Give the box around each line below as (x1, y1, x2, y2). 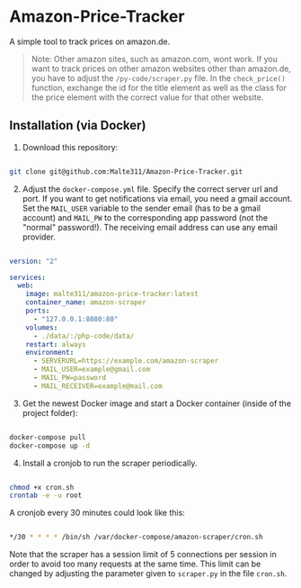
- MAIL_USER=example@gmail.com (32, 365, 151, 375)
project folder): (22, 407, 78, 418)
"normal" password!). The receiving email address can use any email (22, 222, 279, 232)
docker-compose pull (9, 432, 87, 442)
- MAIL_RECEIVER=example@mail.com (32, 381, 164, 391)
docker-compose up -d (9, 441, 91, 450)
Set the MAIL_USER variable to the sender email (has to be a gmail (22, 203, 261, 213)
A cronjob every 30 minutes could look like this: (9, 507, 186, 519)
